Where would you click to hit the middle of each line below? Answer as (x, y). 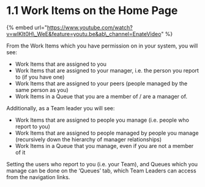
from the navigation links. (38, 177)
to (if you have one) (40, 77)
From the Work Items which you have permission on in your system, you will (102, 46)
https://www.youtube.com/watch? (90, 27)
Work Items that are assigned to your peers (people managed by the (101, 83)
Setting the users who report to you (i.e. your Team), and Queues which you (102, 164)
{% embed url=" (27, 27)
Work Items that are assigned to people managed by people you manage (107, 133)
